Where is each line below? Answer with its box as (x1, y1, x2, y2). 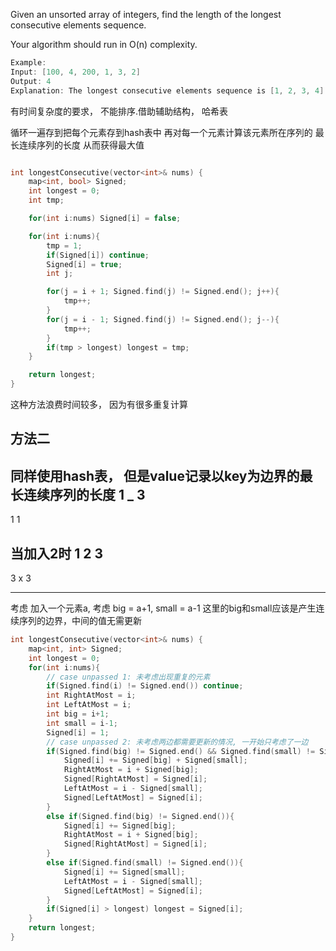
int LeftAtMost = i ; (46, 700, 132, 710)
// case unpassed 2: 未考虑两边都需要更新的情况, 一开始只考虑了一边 (46, 737, 309, 747)
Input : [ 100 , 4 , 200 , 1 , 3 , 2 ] (10, 67, 141, 77)
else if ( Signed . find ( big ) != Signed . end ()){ (46, 811, 235, 821)
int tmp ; (28, 195, 65, 206)
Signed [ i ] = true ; (46, 259, 123, 269)
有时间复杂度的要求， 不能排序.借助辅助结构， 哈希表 (10, 105, 228, 117)
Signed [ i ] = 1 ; (46, 727, 110, 738)
